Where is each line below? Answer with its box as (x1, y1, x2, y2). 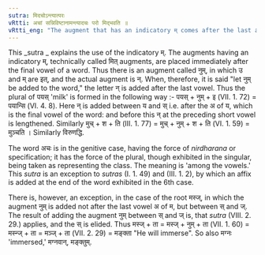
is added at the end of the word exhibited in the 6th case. (8, 178, 195, 187)
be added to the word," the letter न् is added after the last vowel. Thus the (8, 84, 246, 93)
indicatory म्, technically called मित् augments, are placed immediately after (8, 57, 248, 66)
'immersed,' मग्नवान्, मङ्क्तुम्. (8, 238, 92, 247)
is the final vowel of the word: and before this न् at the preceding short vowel (8, 110, 256, 119)
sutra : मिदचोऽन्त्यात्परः (8, 11, 65, 20)
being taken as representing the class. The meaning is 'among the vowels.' (8, 161, 251, 171)
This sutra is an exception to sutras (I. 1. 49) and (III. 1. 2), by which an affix (8, 169, 252, 178)
